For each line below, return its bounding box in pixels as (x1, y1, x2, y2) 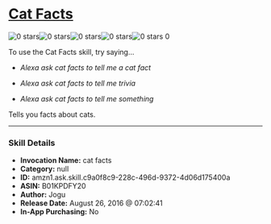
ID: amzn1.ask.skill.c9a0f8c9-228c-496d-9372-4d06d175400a (19, 172, 231, 182)
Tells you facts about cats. (8, 110, 96, 119)
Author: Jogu (19, 190, 66, 200)
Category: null (19, 164, 69, 174)
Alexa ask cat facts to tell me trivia (19, 78, 135, 88)
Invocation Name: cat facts (19, 156, 112, 165)
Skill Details (8, 137, 56, 148)
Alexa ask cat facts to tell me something (19, 93, 154, 103)
